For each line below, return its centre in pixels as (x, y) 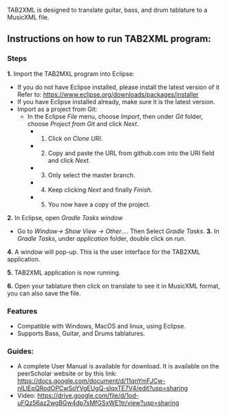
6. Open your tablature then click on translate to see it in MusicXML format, (113, 286)
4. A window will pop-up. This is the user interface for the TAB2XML (104, 252)
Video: (26, 395)
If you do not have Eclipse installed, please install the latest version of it (118, 87)
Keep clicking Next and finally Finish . (100, 190)
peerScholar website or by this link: (67, 374)
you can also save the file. (44, 293)
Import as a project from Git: (57, 109)
